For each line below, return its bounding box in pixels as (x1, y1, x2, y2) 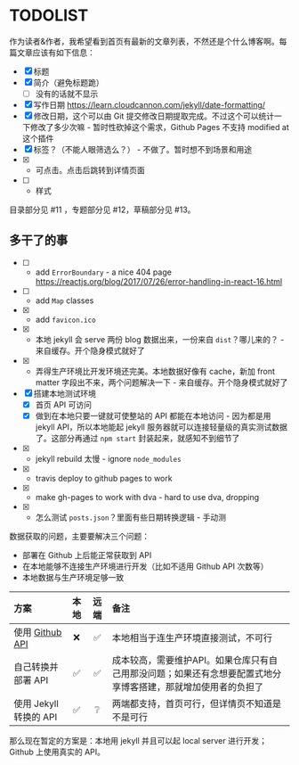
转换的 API (13, 711, 58, 723)
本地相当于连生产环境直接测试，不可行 (111, 631, 273, 644)
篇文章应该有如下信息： (9, 46, 95, 58)
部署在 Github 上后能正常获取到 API (21, 549, 152, 560)
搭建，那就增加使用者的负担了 (138, 680, 264, 693)
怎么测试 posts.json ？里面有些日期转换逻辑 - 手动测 (35, 512, 227, 522)
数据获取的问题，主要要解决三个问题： (9, 531, 149, 541)
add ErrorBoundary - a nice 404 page (35, 267, 172, 277)
